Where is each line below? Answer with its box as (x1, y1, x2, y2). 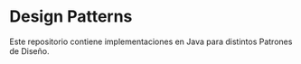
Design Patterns (9, 6, 133, 27)
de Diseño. (9, 45, 50, 56)
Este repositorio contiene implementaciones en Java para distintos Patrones (9, 36, 293, 47)
